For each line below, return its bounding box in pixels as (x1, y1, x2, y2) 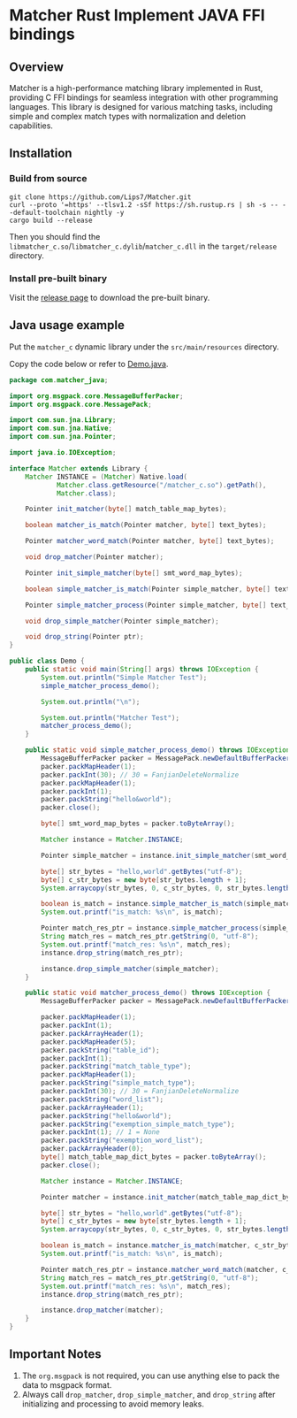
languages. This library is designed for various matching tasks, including (9, 102, 273, 111)
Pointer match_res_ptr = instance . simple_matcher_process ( (41, 924, 263, 933)
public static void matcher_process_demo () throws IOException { (25, 988, 271, 998)
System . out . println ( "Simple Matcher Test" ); (41, 673, 208, 682)
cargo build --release (9, 216, 93, 225)
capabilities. (9, 120, 53, 131)
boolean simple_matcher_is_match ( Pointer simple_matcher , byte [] (25, 585, 271, 594)
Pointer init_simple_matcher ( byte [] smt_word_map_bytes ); (25, 568, 243, 578)
